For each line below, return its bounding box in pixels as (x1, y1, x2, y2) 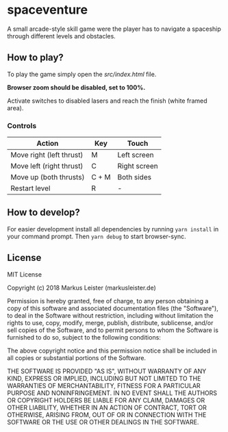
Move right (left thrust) (10, 150, 84, 160)
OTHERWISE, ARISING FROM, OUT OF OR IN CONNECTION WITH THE (7, 410, 207, 419)
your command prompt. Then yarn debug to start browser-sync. (7, 232, 186, 240)
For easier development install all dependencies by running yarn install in (7, 225, 219, 233)
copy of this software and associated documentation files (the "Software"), (7, 304, 219, 312)
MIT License (7, 270, 42, 279)
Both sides (117, 173, 152, 182)
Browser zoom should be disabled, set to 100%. (7, 83, 146, 91)
